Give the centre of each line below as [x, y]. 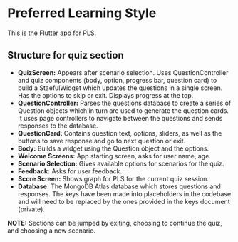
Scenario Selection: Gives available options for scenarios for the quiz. [121, 163]
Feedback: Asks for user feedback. [70, 171]
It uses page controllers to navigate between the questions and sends [120, 118]
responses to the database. [58, 126]
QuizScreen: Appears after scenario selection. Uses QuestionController [123, 72]
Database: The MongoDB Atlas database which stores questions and [119, 186]
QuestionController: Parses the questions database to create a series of [124, 103]
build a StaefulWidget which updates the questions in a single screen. [120, 88]
